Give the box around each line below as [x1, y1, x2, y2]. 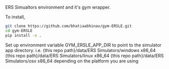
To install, [5, 14, 25, 19]
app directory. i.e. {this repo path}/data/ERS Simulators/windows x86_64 [5, 47, 156, 53]
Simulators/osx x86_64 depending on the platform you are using [5, 57, 139, 64]
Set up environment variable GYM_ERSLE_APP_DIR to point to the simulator [5, 42, 162, 48]
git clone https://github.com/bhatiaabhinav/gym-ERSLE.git [5, 23, 132, 28]
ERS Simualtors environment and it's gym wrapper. [5, 4, 111, 10]
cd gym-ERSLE [5, 28, 33, 33]
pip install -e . [5, 32, 42, 38]
